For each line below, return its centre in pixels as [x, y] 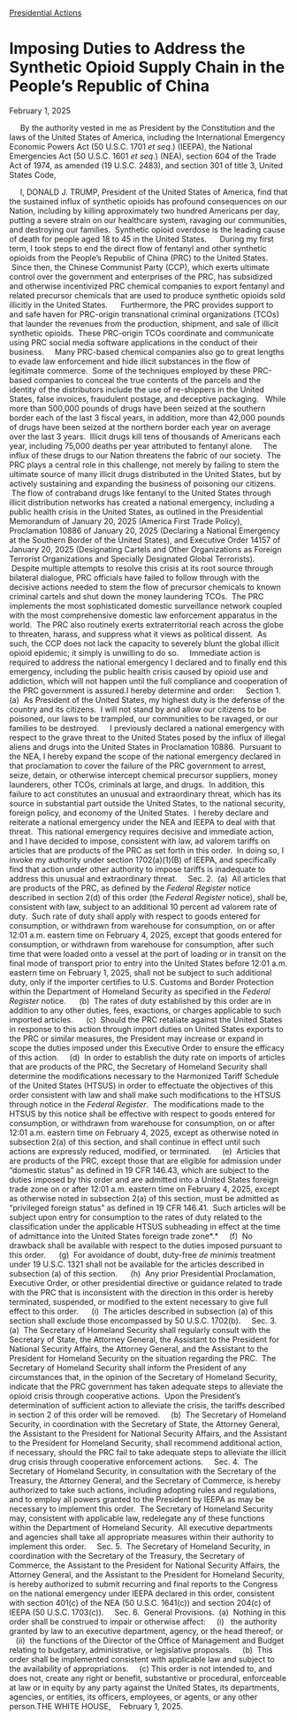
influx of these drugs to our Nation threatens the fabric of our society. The [145, 455]
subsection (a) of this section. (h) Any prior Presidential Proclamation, [142, 1273]
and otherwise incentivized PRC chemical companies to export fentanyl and [147, 286]
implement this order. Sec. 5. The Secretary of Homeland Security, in [140, 1546]
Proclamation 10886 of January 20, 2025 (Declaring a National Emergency [145, 530]
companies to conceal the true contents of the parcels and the [148, 380]
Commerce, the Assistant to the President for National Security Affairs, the [145, 1565]
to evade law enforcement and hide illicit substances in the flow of [130, 361]
